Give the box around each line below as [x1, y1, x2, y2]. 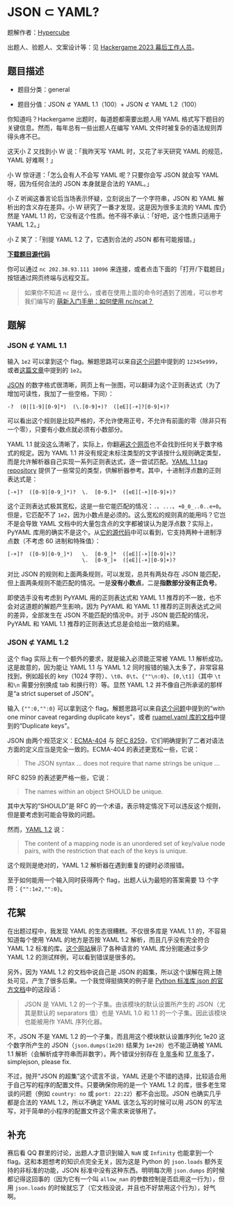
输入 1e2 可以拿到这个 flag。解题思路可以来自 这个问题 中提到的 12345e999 [7, 357, 215, 366]
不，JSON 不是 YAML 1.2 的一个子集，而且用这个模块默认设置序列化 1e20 [7, 1032, 218, 1040]
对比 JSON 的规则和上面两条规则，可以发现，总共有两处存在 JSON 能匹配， [7, 570, 225, 579]
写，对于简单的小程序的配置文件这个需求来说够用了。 [7, 1107, 160, 1115]
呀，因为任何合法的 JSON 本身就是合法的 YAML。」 [7, 179, 153, 188]
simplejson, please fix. [7, 1057, 72, 1065]
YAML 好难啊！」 [7, 155, 57, 164]
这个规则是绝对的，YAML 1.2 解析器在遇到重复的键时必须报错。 [7, 860, 188, 869]
